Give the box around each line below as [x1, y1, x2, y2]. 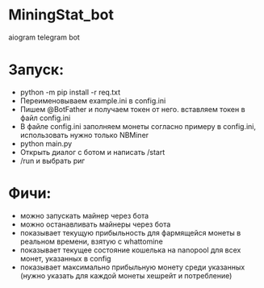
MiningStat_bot [8, 6, 115, 24]
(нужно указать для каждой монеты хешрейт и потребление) [19, 270, 233, 280]
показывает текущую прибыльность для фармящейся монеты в [19, 227, 241, 237]
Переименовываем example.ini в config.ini [19, 95, 166, 106]
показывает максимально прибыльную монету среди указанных [19, 262, 245, 272]
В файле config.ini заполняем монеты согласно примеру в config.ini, [19, 121, 257, 131]
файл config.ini [19, 113, 71, 123]
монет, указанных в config [19, 253, 111, 263]
